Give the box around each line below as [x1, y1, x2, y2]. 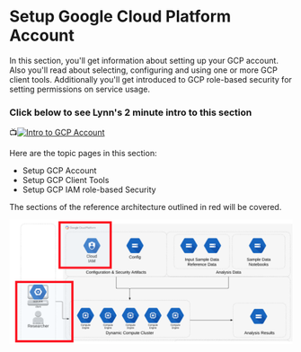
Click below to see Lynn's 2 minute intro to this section [9, 106, 252, 119]
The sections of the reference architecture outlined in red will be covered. [9, 202, 282, 213]
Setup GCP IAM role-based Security [22, 184, 156, 195]
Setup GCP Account [22, 165, 97, 176]
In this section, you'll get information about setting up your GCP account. [9, 55, 279, 66]
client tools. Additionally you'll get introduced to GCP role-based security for [9, 74, 292, 84]
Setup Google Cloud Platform [9, 6, 232, 27]
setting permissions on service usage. [9, 84, 151, 94]
